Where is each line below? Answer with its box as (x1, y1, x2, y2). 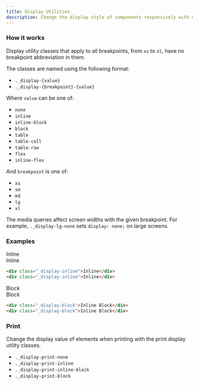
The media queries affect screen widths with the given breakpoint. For (6, 216, 178, 223)
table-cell (14, 138, 42, 144)
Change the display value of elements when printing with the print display (6, 335, 186, 342)
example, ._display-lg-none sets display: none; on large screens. (6, 222, 169, 229)
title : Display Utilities (6, 8, 70, 15)
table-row (14, 145, 40, 151)
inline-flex (14, 157, 44, 163)
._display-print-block (14, 373, 71, 379)
